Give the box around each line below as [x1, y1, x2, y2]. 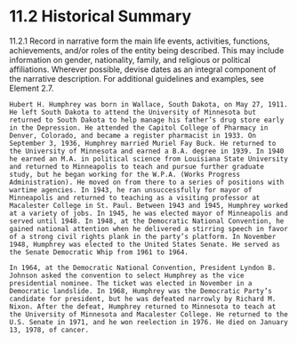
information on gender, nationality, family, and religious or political [9, 54, 251, 65]
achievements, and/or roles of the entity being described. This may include [9, 44, 285, 55]
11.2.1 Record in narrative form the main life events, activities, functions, [9, 36, 270, 46]
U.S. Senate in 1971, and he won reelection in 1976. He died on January [9, 317, 289, 326]
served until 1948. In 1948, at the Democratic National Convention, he [9, 216, 285, 226]
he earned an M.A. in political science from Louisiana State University [9, 154, 289, 164]
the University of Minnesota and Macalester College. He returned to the [9, 309, 289, 319]
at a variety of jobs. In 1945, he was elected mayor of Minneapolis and [9, 209, 289, 218]
